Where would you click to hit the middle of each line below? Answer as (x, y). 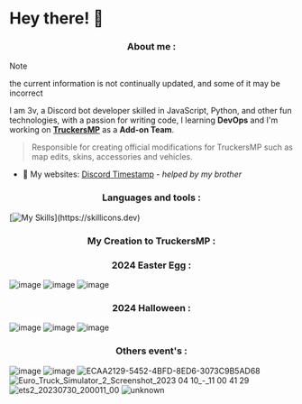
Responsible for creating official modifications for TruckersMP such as (162, 147)
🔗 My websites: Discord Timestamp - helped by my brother (132, 174)
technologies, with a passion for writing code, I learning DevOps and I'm (144, 120)
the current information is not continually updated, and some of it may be (145, 84)
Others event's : (151, 351)
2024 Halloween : (151, 308)
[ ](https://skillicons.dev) (75, 217)
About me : (151, 47)
